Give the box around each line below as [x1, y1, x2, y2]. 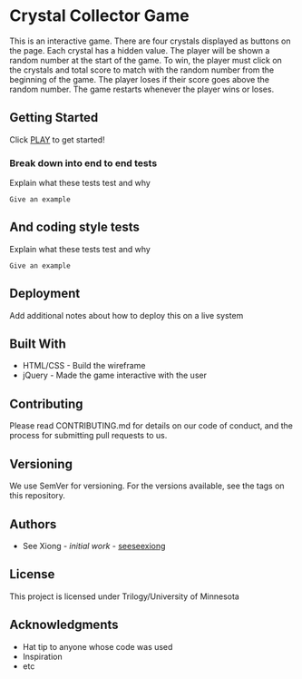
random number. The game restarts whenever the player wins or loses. [9, 84, 275, 94]
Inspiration [22, 651, 63, 662]
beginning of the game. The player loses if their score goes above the [9, 74, 270, 84]
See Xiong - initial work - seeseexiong [22, 540, 166, 551]
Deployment [9, 286, 81, 301]
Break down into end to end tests [9, 156, 158, 169]
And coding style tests [9, 220, 141, 235]
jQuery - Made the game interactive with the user [22, 369, 207, 381]
